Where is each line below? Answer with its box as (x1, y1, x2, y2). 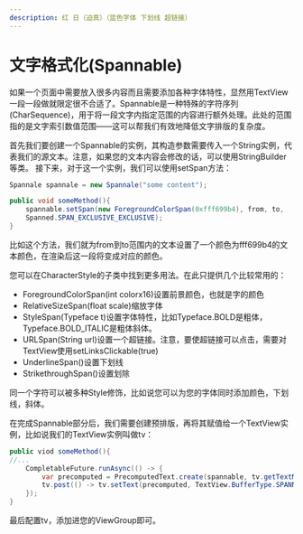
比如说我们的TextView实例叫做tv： (24, 428, 154, 439)
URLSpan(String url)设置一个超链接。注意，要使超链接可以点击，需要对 (22, 333, 287, 344)
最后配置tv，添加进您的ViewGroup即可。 (9, 515, 161, 526)
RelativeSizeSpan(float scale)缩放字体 (22, 300, 164, 311)
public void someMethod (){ (9, 196, 111, 206)
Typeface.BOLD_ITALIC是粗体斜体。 (22, 323, 157, 333)
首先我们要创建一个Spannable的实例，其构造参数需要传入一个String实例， (9, 139, 285, 150)
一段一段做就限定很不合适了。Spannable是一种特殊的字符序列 (9, 98, 239, 108)
